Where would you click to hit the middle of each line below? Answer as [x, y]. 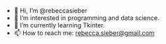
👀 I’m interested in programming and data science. [87, 18]
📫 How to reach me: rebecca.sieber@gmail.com [84, 33]
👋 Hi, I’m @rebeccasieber [50, 11]
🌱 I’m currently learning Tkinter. [59, 25]
